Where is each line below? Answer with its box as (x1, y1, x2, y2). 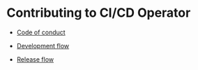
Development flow (16, 41, 70, 50)
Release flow (16, 55, 54, 64)
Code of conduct (16, 28, 66, 36)
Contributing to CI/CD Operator (6, 5, 191, 21)
